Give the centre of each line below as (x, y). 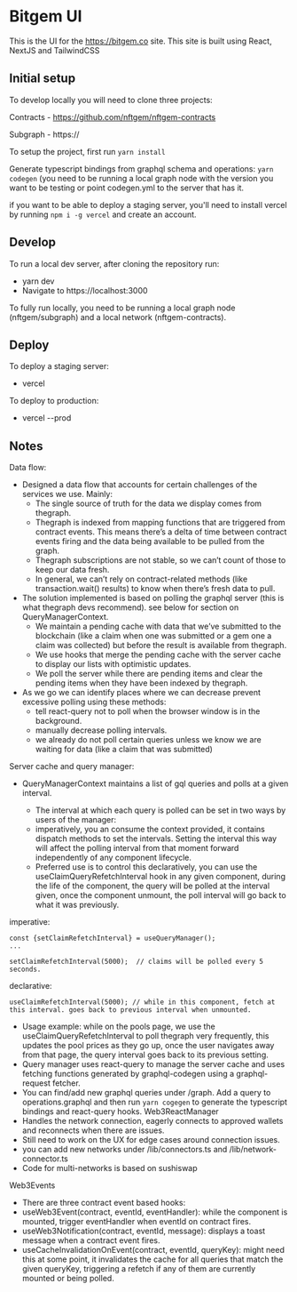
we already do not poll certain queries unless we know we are (148, 740)
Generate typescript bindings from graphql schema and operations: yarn (141, 169)
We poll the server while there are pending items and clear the (149, 674)
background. (59, 721)
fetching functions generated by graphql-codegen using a (128, 1074)
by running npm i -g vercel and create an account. (103, 214)
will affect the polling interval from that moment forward (137, 848)
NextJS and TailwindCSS (55, 50)
